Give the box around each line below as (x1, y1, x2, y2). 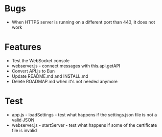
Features (4, 42, 42, 53)
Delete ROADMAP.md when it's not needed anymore (11, 78, 118, 84)
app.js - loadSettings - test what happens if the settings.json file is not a (11, 112, 157, 117)
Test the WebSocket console (11, 57, 70, 64)
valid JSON (11, 117, 35, 123)
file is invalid (11, 127, 37, 133)
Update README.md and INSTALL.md (11, 73, 89, 79)
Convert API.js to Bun (11, 68, 55, 74)
